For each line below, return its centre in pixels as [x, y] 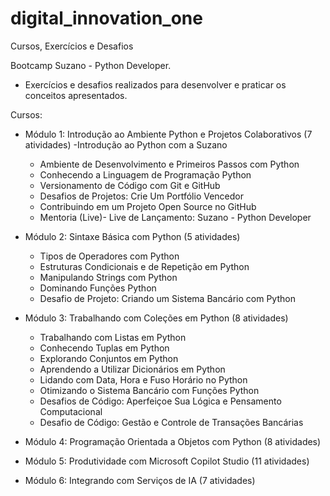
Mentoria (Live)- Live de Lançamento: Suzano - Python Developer [175, 217]
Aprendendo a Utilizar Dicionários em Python [132, 369]
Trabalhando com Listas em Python [113, 337]
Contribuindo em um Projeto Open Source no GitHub [148, 206]
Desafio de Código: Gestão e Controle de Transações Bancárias [171, 422]
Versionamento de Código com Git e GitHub [130, 185]
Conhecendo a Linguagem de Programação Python [145, 174]
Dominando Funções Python [98, 288]
